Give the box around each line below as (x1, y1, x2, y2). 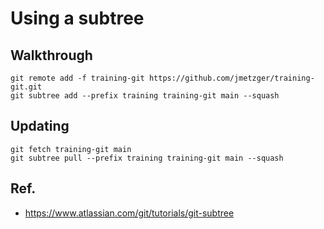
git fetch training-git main (10, 144, 132, 154)
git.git (10, 82, 43, 92)
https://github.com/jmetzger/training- (148, 73, 315, 83)
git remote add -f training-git (10, 73, 145, 83)
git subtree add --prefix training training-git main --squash (10, 91, 280, 101)
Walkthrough (10, 47, 93, 64)
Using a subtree (10, 7, 145, 30)
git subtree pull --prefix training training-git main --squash (10, 153, 284, 163)
